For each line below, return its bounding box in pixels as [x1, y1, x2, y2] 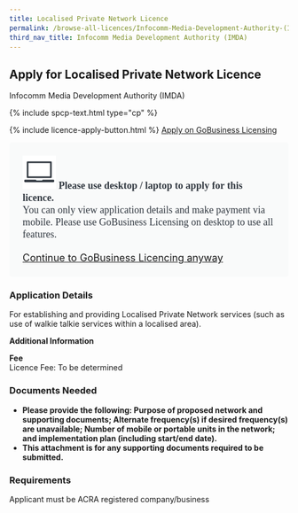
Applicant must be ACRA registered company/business [9, 494, 210, 505]
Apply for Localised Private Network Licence [9, 66, 262, 82]
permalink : [9, 23, 50, 33]
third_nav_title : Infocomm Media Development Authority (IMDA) [9, 33, 248, 42]
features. [22, 229, 58, 241]
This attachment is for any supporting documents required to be [21, 442, 264, 453]
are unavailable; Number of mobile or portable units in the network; [21, 424, 276, 434]
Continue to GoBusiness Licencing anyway [22, 252, 223, 265]
